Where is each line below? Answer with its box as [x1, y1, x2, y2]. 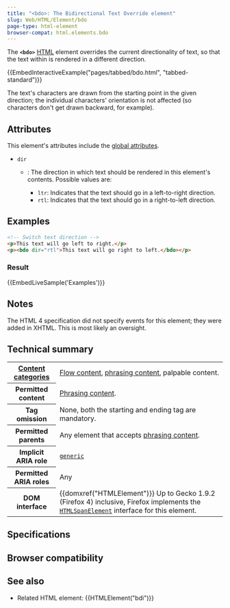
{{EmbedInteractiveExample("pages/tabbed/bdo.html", [7, 68, 162, 77]
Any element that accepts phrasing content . [59, 431, 200, 440]
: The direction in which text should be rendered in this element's [27, 168, 211, 177]
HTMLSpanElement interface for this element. [59, 505, 197, 515]
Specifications [7, 529, 71, 541]
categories [13, 372, 50, 382]
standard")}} [7, 76, 42, 84]
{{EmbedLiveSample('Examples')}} [7, 278, 105, 286]
